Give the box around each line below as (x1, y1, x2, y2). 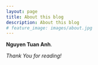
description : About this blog (6, 19, 80, 25)
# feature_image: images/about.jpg (6, 25, 93, 31)
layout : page (6, 8, 38, 15)
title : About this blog (6, 14, 64, 20)
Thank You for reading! (6, 52, 62, 59)
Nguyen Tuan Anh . (6, 41, 52, 48)
